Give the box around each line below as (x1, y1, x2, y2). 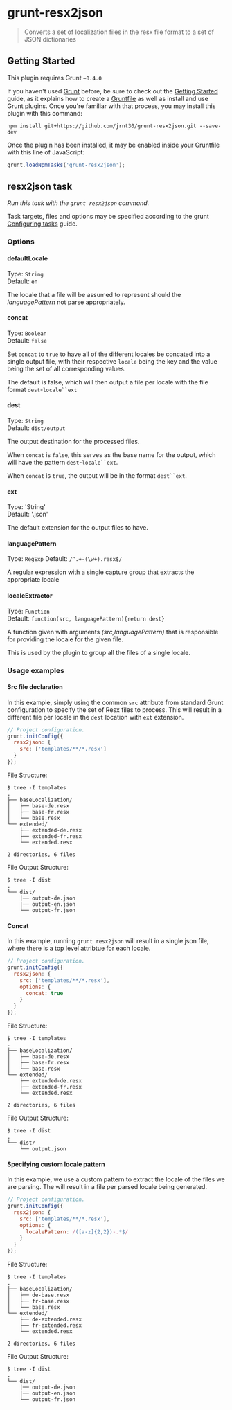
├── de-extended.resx (19, 1316, 82, 1323)
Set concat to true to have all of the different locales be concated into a (7, 350, 211, 358)
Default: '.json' (7, 510, 48, 519)
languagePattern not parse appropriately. (7, 298, 126, 306)
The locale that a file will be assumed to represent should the (7, 290, 181, 298)
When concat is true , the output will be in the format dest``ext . (7, 471, 187, 479)
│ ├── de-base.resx (7, 1292, 70, 1299)
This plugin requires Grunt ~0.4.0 (7, 73, 102, 82)
